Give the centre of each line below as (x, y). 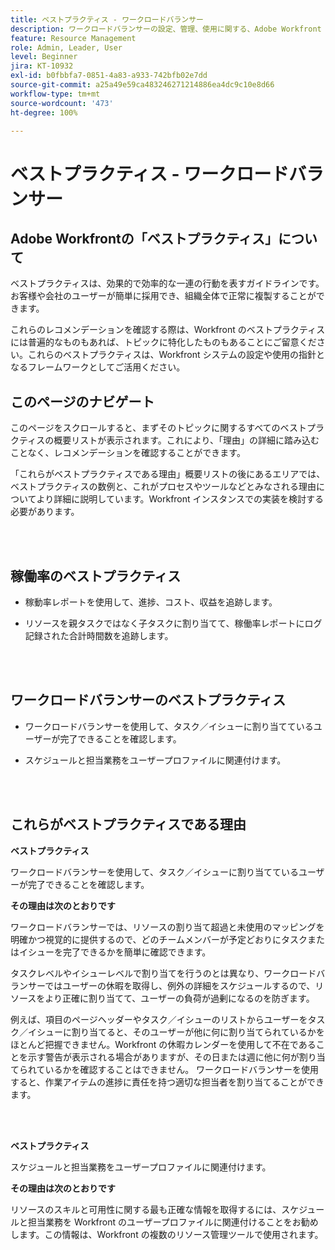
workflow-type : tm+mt (55, 94)
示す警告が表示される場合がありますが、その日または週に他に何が (163, 1057)
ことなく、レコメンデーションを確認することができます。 (128, 453)
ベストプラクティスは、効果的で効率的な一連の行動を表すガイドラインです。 (167, 283)
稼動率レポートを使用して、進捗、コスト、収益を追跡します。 (151, 602)
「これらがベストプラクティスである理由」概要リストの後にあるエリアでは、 (168, 474)
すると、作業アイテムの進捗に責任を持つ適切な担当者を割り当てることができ (167, 1082)
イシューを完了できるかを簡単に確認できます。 (115, 952)
